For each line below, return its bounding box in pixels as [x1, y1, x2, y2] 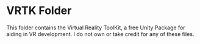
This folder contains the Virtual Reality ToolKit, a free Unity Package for [6, 24, 185, 31]
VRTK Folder [6, 4, 72, 18]
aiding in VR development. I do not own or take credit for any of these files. [6, 30, 195, 37]
